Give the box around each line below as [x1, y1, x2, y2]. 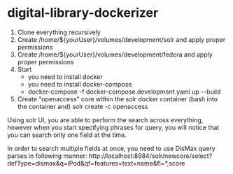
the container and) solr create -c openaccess [17, 102, 148, 110]
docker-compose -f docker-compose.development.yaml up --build [27, 87, 221, 96]
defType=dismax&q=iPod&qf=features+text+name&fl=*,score [7, 159, 185, 167]
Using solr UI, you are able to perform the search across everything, [7, 115, 204, 124]
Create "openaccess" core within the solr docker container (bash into [17, 94, 218, 103]
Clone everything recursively [17, 28, 101, 36]
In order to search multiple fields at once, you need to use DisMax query [7, 144, 216, 152]
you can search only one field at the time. [7, 131, 127, 139]
